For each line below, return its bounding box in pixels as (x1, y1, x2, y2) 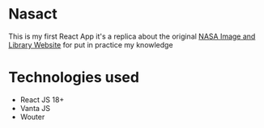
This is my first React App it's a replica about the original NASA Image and (8, 31, 256, 41)
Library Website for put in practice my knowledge (8, 39, 173, 49)
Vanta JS (19, 103, 51, 113)
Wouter (19, 112, 45, 122)
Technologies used (8, 68, 140, 87)
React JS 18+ (19, 94, 65, 105)
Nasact (8, 5, 58, 23)
